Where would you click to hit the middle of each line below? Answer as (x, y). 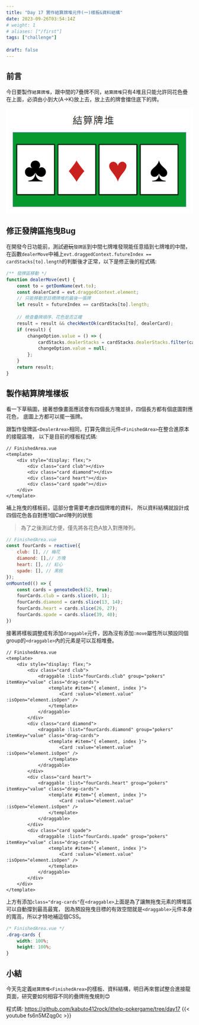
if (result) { (34, 329)
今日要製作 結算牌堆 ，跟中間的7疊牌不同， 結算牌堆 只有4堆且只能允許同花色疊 (97, 91)
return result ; (36, 367)
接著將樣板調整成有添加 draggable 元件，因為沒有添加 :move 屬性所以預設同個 (97, 633)
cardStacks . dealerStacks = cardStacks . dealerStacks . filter (112, 342)
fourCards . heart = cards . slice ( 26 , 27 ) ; (67, 608)
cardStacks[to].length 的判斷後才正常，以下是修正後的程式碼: (81, 261)
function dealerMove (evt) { (41, 280)
